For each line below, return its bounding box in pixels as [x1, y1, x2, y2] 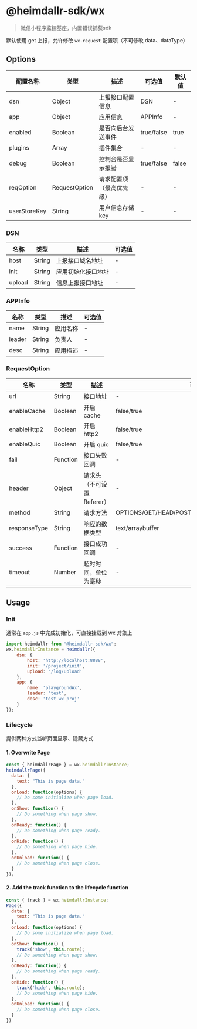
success [9, 544, 32, 552]
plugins [9, 143, 29, 151]
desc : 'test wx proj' [27, 696, 80, 702]
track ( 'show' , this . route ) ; [16, 947, 85, 952]
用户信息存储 [98, 203, 135, 211]
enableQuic [9, 440, 41, 448]
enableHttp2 [9, 425, 44, 434]
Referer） [83, 498, 110, 506]
